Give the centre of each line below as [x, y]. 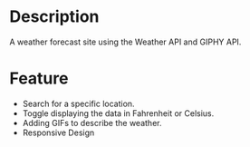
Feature [39, 78]
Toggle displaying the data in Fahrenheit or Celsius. [118, 113]
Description [54, 17]
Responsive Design [58, 132]
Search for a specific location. [78, 103]
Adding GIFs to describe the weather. [92, 122]
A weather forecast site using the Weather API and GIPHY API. [125, 42]
